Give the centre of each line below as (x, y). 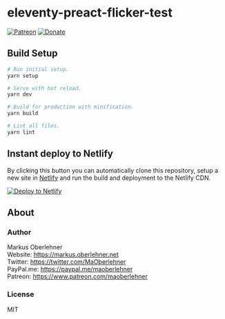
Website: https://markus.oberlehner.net (63, 255)
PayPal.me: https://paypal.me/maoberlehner (70, 269)
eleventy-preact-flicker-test (90, 13)
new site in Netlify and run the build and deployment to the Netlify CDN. (109, 178)
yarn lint (21, 132)
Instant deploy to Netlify (60, 154)
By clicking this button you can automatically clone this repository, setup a (113, 170)
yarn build (23, 114)
